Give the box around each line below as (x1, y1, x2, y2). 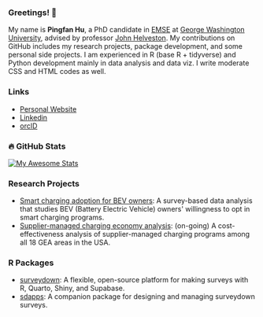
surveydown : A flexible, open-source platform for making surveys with (19, 275, 249, 285)
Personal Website (19, 104, 77, 113)
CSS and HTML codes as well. (8, 67, 106, 76)
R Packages (8, 257, 54, 268)
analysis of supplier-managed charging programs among (65, 230, 250, 239)
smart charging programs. (19, 212, 105, 223)
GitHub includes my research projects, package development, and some (8, 42, 243, 51)
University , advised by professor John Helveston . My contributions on (8, 33, 235, 42)
